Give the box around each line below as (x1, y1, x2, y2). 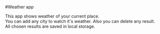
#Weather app (5, 4, 34, 10)
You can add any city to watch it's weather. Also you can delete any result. (5, 19, 155, 24)
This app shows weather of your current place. (5, 13, 99, 19)
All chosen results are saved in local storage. (5, 23, 95, 29)
